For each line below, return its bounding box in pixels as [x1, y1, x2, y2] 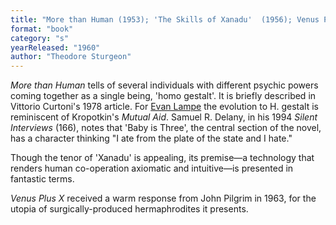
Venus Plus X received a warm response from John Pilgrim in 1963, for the [10, 192, 317, 205]
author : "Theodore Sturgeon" [10, 52, 132, 62]
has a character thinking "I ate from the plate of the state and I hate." [10, 132, 293, 145]
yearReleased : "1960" [10, 42, 101, 53]
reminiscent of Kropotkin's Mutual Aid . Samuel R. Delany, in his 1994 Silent [10, 111, 318, 123]
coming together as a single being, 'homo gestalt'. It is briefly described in [10, 90, 317, 102]
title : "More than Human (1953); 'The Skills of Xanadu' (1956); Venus [10, 14, 320, 25]
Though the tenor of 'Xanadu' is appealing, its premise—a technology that [10, 152, 315, 164]
